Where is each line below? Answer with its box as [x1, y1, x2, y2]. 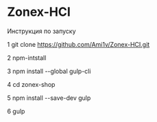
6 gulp [7, 107, 25, 115]
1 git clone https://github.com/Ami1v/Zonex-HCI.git [7, 40, 150, 48]
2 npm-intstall [7, 53, 47, 62]
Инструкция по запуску [7, 27, 77, 35]
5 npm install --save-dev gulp [7, 94, 91, 102]
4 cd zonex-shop [7, 80, 56, 88]
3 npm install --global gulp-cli [7, 67, 91, 75]
